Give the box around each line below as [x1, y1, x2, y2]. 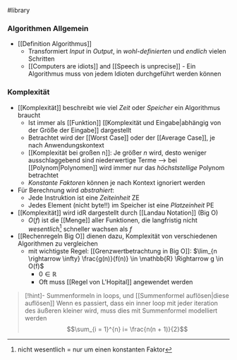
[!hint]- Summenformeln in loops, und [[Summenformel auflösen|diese [24, 292, 229, 300]
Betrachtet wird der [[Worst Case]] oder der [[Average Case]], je [28, 133, 215, 142]
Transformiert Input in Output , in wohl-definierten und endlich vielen [28, 47, 226, 56]
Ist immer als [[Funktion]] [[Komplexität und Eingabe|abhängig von [28, 118, 221, 126]
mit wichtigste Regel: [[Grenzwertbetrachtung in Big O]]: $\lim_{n [28, 247, 217, 256]
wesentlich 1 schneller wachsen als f [28, 223, 133, 233]
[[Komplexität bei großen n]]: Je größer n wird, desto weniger [28, 148, 207, 157]
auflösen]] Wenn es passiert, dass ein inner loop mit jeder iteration [24, 299, 219, 308]
